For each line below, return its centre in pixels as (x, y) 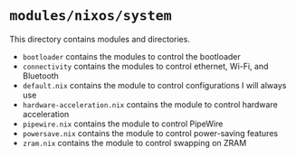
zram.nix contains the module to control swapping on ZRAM (134, 143)
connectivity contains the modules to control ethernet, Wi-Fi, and (145, 66)
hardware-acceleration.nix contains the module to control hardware (150, 104)
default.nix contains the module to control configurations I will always (154, 85)
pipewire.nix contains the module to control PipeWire (123, 124)
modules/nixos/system (91, 16)
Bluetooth (40, 76)
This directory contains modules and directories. (100, 39)
